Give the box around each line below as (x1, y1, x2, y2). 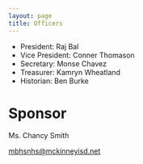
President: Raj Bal (19, 41, 79, 51)
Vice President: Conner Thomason (19, 50, 135, 60)
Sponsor (8, 104, 67, 122)
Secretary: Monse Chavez (19, 58, 107, 69)
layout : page (8, 11, 53, 20)
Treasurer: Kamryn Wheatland (19, 67, 121, 77)
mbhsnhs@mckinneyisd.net (8, 146, 101, 156)
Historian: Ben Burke (19, 76, 89, 86)
